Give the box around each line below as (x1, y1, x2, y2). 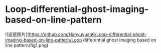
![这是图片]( (5, 31, 29, 37)
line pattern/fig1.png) (5, 42, 49, 48)
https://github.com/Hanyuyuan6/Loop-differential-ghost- (29, 31, 147, 37)
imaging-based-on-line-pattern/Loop (5, 36, 82, 43)
